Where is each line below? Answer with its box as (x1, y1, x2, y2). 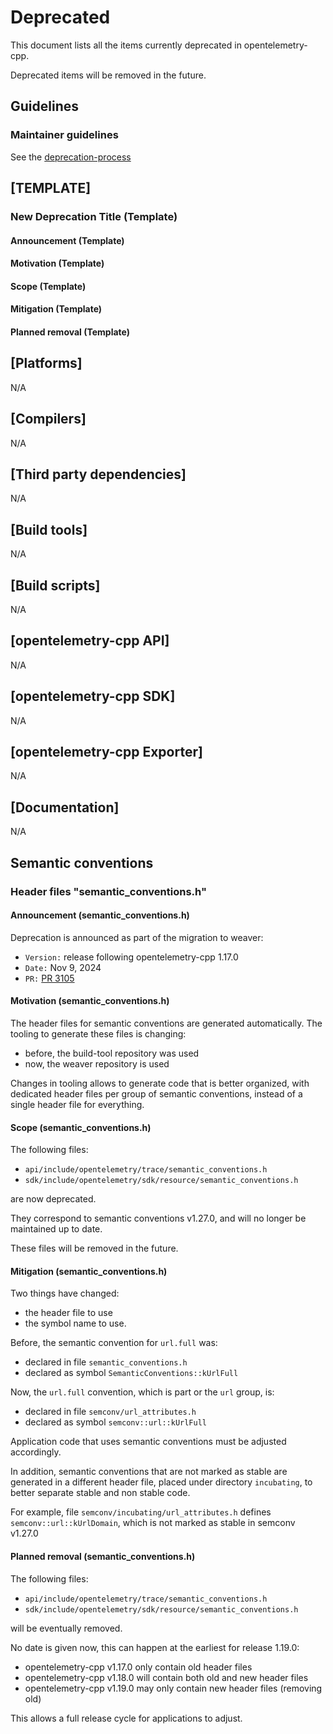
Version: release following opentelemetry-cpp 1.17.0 (24, 951, 239, 963)
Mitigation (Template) (10, 303, 103, 315)
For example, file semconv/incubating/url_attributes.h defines (10, 1506, 272, 1518)
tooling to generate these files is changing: (10, 1027, 187, 1040)
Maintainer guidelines (10, 128, 119, 142)
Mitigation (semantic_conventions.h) (10, 1265, 168, 1277)
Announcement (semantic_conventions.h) (10, 909, 190, 921)
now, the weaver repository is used (24, 1057, 170, 1070)
